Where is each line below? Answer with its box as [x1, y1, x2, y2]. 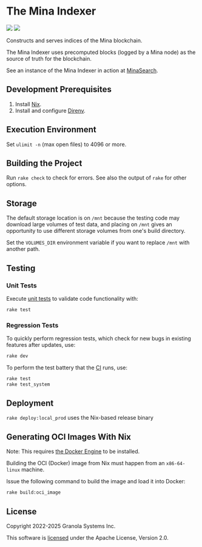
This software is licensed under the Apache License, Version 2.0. [6, 534, 169, 541]
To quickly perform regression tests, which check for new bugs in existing [6, 335, 191, 342]
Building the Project [6, 158, 82, 168]
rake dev [6, 353, 29, 359]
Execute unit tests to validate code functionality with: [6, 295, 138, 302]
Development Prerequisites [6, 84, 112, 95]
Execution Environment [6, 124, 96, 135]
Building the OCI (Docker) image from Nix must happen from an [6, 460, 165, 467]
